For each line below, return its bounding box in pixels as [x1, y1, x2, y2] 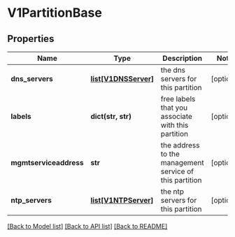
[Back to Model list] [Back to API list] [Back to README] [7, 222, 168, 230]
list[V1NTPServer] [90, 196, 154, 205]
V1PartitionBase [7, 5, 103, 21]
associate [160, 112, 192, 121]
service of [160, 166, 194, 176]
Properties [7, 33, 55, 45]
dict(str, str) [90, 112, 131, 121]
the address [160, 141, 200, 150]
